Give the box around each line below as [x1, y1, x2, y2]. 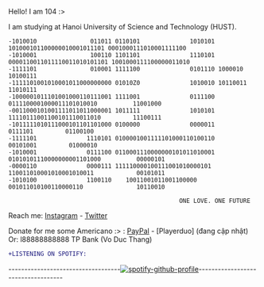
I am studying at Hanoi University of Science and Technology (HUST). [8, 22, 237, 31]
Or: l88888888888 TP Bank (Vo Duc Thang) [8, 235, 153, 244]
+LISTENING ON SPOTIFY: [8, 250, 87, 258]
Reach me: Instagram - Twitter [8, 211, 108, 220]
